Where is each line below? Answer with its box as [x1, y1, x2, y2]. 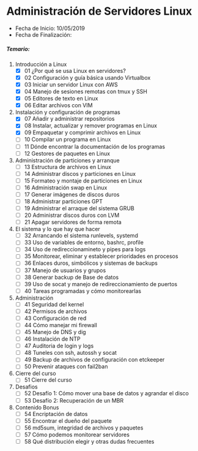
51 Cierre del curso [24, 376, 72, 384]
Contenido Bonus [15, 403, 59, 411]
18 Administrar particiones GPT [24, 197, 103, 205]
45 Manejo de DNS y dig [24, 328, 87, 336]
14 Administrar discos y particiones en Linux [24, 170, 136, 177]
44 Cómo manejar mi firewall [24, 321, 98, 328]
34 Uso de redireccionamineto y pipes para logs [24, 246, 146, 253]
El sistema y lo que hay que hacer [15, 225, 101, 233]
